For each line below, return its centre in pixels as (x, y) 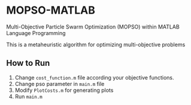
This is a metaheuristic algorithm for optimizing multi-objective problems (96, 44)
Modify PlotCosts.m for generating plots (64, 90)
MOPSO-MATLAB (51, 10)
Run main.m (29, 96)
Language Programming (36, 33)
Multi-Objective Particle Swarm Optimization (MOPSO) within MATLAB (93, 27)
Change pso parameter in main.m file (60, 84)
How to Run (28, 63)
